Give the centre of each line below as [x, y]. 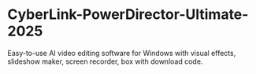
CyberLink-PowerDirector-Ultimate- [128, 15]
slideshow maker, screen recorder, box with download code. [105, 61]
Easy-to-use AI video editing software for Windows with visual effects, [122, 53]
